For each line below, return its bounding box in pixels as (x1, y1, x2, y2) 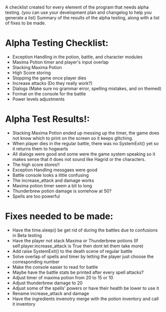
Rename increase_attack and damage (12, 290, 89, 296)
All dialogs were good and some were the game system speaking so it (12, 151, 156, 157)
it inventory (12, 301, 36, 307)
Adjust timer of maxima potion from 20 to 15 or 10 (12, 274, 113, 280)
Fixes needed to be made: (5, 211, 113, 222)
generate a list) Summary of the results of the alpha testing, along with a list (5, 15, 160, 20)
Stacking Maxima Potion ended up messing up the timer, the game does (12, 130, 160, 136)
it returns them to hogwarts (12, 146, 68, 152)
